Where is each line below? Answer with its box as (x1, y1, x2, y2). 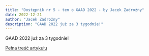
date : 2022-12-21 (5, 12, 42, 17)
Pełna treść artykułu (5, 45, 47, 51)
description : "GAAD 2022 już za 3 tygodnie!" (5, 21, 103, 27)
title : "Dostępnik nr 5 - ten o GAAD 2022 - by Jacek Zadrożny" (5, 7, 144, 13)
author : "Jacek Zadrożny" (5, 17, 60, 22)
